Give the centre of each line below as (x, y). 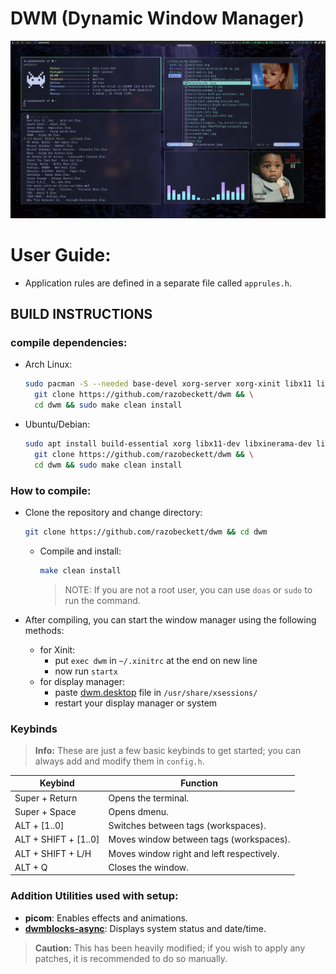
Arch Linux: (48, 364)
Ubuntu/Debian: (57, 424)
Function (199, 783)
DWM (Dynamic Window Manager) (157, 18)
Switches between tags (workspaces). (187, 826)
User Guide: (61, 254)
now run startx (86, 671)
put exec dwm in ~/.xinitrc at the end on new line (156, 660)
